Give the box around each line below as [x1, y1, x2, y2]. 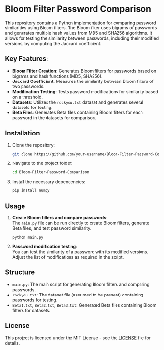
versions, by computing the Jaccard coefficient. [5, 40, 102, 46]
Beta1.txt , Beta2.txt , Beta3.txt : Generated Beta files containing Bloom [12, 302, 157, 308]
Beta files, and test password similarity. [12, 225, 92, 231]
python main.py [12, 235, 44, 240]
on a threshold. [12, 94, 43, 100]
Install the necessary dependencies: [12, 179, 86, 185]
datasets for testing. [12, 104, 53, 110]
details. [5, 340, 20, 346]
